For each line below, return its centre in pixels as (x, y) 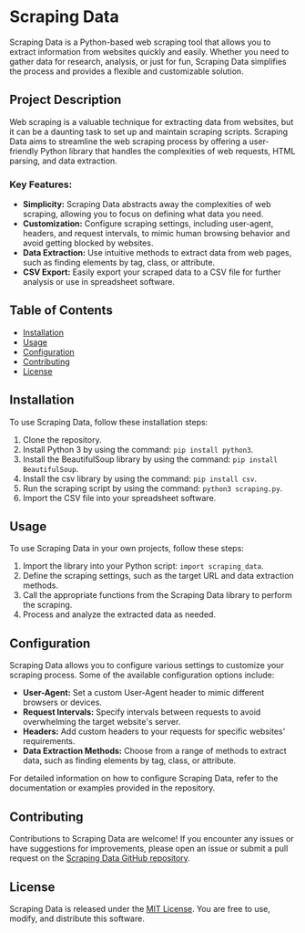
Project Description (66, 100)
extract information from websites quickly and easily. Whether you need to (149, 51)
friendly (24, 151)
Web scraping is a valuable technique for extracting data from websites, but (152, 121)
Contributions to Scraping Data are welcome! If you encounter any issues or (152, 839)
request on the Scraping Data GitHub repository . (100, 858)
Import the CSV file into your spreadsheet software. (119, 498)
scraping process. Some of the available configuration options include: (142, 675)
